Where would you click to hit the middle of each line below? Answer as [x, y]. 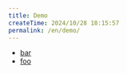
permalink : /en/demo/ [44, 30]
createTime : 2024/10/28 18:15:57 [64, 23]
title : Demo [28, 15]
